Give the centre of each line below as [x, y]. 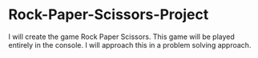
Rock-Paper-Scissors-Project [109, 15]
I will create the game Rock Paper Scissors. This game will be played [121, 37]
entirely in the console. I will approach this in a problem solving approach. [130, 44]
